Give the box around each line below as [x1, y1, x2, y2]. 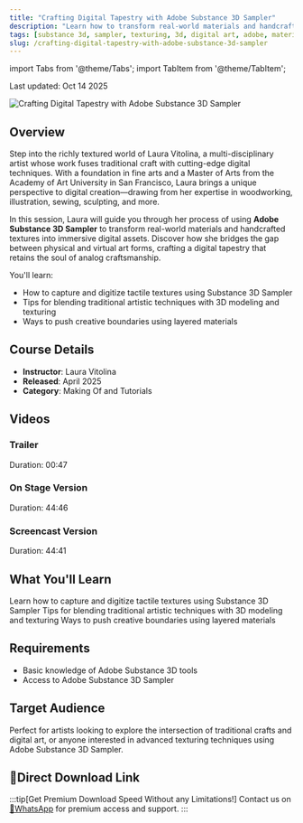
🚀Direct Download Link [9, 770, 140, 785]
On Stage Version [9, 482, 88, 494]
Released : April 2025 [22, 376, 102, 387]
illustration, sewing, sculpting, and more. [9, 196, 161, 208]
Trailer [9, 439, 39, 452]
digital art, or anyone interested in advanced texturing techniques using [9, 734, 275, 745]
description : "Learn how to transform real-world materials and [9, 22, 256, 31]
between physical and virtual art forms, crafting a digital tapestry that [9, 243, 267, 254]
